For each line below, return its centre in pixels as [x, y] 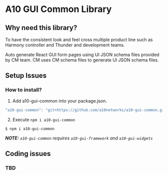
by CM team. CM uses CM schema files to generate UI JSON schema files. [82, 60]
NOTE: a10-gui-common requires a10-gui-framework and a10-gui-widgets [79, 138]
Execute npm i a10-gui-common [44, 119]
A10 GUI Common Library [58, 9]
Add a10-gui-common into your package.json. [60, 100]
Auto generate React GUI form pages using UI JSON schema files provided [82, 54]
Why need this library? [41, 28]
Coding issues [28, 153]
